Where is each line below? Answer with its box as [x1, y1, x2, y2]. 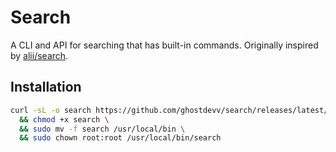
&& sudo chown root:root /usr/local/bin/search [19, 133, 222, 143]
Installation [10, 79, 82, 96]
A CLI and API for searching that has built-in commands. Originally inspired [10, 39, 319, 51]
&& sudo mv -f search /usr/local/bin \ [19, 124, 186, 134]
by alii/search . [10, 49, 69, 61]
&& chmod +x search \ [19, 114, 110, 125]
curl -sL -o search [10, 105, 92, 115]
